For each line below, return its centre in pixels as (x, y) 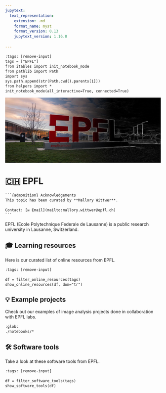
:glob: (12, 326)
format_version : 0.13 (36, 31)
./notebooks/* (20, 331)
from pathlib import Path (32, 71)
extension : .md (30, 21)
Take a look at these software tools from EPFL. (52, 361)
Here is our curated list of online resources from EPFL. (61, 260)
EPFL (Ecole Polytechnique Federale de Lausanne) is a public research (77, 224)
